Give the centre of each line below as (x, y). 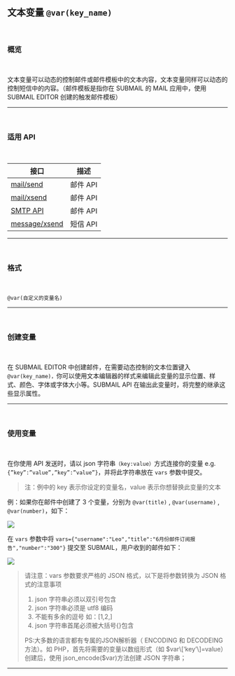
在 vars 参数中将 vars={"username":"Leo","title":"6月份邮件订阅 (99, 539)
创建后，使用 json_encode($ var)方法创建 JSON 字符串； (105, 658)
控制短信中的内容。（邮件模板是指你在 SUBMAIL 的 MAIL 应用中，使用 (107, 88)
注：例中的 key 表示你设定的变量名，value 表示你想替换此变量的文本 (123, 487)
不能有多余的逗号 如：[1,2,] (74, 617)
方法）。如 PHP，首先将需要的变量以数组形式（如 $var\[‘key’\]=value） (126, 649)
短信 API (84, 224)
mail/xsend (29, 198)
